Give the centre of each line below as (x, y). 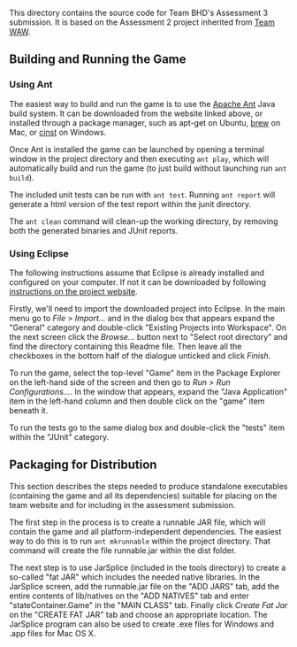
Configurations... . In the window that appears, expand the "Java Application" (148, 391)
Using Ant (31, 85)
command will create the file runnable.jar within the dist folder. (123, 550)
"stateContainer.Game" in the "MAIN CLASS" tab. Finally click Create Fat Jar (148, 605)
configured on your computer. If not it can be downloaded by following (138, 281)
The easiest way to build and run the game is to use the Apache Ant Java (142, 104)
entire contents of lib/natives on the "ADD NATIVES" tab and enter (129, 596)
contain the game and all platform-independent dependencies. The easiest (145, 531)
